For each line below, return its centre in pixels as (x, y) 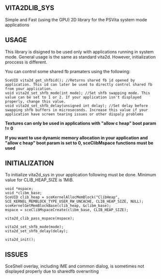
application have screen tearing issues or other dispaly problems (74, 114)
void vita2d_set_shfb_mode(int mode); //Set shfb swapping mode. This (78, 93)
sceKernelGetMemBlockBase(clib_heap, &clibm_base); (58, 206)
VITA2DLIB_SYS (30, 8)
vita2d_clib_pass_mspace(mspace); (40, 218)
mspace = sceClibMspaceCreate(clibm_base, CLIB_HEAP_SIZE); (67, 210)
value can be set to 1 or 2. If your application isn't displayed (73, 97)
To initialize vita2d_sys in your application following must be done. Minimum (80, 175)
